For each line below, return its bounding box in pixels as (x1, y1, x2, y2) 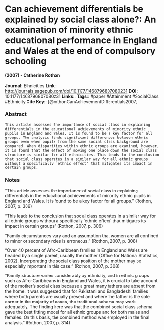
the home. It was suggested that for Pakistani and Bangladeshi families (5, 288, 148, 294)
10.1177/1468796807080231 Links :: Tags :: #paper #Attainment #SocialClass (5, 93, 159, 99)
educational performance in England (5, 35, 158, 46)
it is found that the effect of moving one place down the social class (5, 148, 157, 153)
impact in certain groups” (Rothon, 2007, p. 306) (5, 223, 103, 229)
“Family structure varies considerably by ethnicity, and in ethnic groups (5, 273, 149, 278)
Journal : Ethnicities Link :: (5, 83, 57, 89)
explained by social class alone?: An (5, 14, 156, 25)
